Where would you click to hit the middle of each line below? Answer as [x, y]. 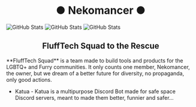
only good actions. [29, 79]
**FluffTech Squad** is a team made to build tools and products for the [95, 60]
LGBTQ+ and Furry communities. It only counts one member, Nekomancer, [98, 67]
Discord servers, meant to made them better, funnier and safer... [94, 97]
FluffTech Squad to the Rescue [101, 46]
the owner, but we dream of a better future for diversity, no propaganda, [95, 73]
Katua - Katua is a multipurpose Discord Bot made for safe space [95, 91]
